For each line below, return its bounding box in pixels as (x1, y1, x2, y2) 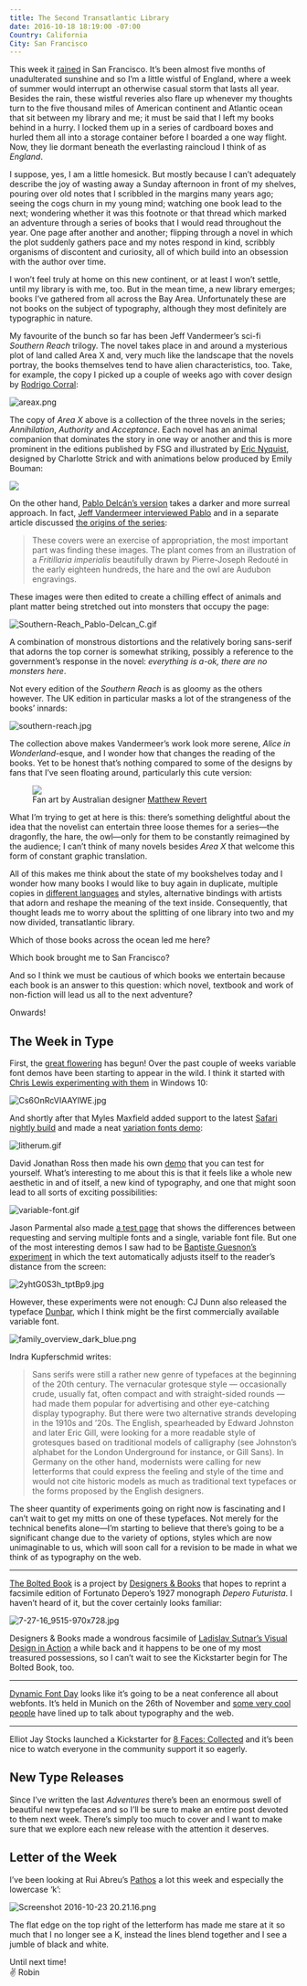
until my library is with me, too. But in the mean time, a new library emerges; (9, 284, 296, 295)
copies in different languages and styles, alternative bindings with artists (9, 888, 282, 899)
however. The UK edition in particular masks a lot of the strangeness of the (9, 693, 291, 704)
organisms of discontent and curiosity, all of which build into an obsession (9, 247, 289, 258)
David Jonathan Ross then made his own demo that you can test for (9, 1157, 265, 1169)
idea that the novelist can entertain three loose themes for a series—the (9, 821, 280, 832)
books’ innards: (9, 702, 68, 713)
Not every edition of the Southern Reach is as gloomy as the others (9, 683, 263, 694)
